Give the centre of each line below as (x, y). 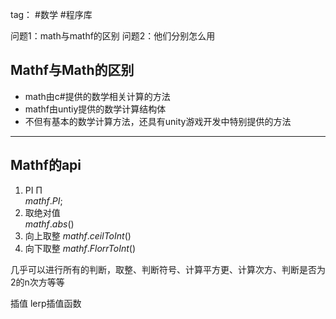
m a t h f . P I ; (43, 200)
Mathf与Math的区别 (72, 70)
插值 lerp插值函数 (46, 303)
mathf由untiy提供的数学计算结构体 (95, 109)
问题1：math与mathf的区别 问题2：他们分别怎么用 (113, 36)
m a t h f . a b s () (49, 224)
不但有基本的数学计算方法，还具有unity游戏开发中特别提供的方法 (158, 121)
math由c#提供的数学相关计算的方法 (97, 96)
